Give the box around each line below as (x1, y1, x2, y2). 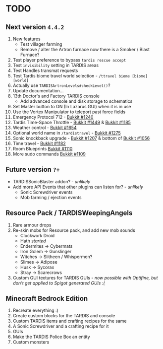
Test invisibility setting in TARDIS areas (12, 63, 99, 68)
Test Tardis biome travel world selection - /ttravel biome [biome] (12, 73, 148, 78)
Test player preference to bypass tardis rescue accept (12, 57, 126, 63)
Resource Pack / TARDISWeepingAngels (5, 209, 133, 217)
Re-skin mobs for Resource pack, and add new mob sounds (12, 227, 135, 233)
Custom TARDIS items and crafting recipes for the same (12, 318, 127, 324)
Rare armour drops (12, 222, 52, 228)
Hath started (20, 238, 46, 244)
